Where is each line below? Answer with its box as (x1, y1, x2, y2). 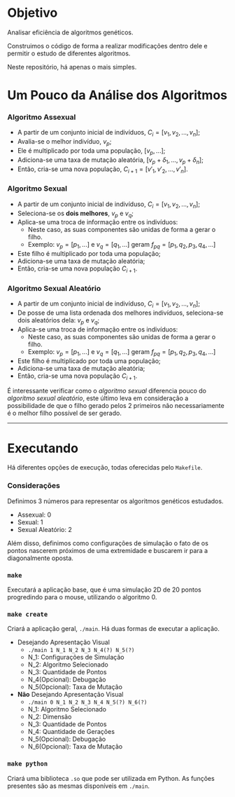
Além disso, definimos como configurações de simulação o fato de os (7, 538, 208, 547)
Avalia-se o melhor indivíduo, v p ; (17, 137, 112, 148)
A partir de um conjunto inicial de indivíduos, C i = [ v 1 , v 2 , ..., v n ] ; (17, 128, 201, 138)
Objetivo (7, 5, 58, 21)
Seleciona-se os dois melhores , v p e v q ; (17, 209, 134, 219)
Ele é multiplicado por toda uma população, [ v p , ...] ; (17, 147, 166, 156)
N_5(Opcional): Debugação (27, 735, 106, 744)
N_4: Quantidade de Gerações (27, 728, 115, 736)
